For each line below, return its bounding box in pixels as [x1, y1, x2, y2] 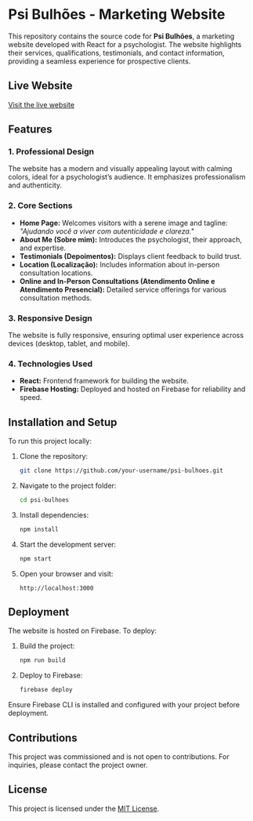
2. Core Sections [8, 200, 73, 211]
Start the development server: [19, 539, 117, 549]
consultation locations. [19, 268, 93, 278]
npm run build [19, 656, 66, 664]
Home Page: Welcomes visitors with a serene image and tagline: [19, 218, 229, 227]
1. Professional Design [8, 147, 95, 158]
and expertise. [19, 243, 67, 252]
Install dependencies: [19, 510, 89, 519]
